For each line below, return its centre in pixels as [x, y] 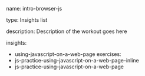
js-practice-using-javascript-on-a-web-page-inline [77, 60]
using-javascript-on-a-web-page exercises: [68, 54]
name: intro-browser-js [34, 9]
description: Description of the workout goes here [67, 31]
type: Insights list [27, 20]
